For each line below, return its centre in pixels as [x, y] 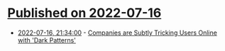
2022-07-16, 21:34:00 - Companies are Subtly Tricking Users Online [117, 33]
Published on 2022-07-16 [84, 13]
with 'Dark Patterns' [47, 40]
